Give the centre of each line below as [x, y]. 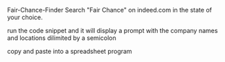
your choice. [25, 17]
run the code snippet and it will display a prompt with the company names [112, 31]
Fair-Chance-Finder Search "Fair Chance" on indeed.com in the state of [110, 10]
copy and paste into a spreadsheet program [70, 51]
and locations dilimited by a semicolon [62, 38]
